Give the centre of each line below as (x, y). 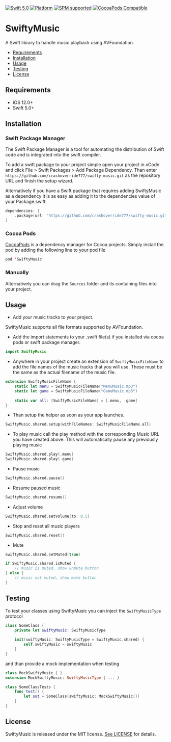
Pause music (26, 469)
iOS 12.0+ (23, 102)
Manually (17, 273)
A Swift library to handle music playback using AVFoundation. (70, 42)
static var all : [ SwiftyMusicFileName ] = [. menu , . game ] (76, 401)
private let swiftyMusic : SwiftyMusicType (60, 630)
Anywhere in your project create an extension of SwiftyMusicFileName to (88, 361)
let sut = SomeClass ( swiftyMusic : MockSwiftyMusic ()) (82, 696)
